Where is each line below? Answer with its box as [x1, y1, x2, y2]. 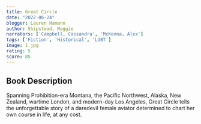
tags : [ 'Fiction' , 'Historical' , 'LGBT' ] [6, 37, 112, 43]
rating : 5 [6, 48, 31, 54]
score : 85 [6, 54, 31, 60]
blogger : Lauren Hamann [6, 20, 66, 26]
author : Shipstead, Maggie [6, 25, 74, 32]
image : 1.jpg [6, 43, 39, 49]
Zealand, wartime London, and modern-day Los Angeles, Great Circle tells [6, 98, 190, 105]
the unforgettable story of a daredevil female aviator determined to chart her [6, 105, 195, 112]
